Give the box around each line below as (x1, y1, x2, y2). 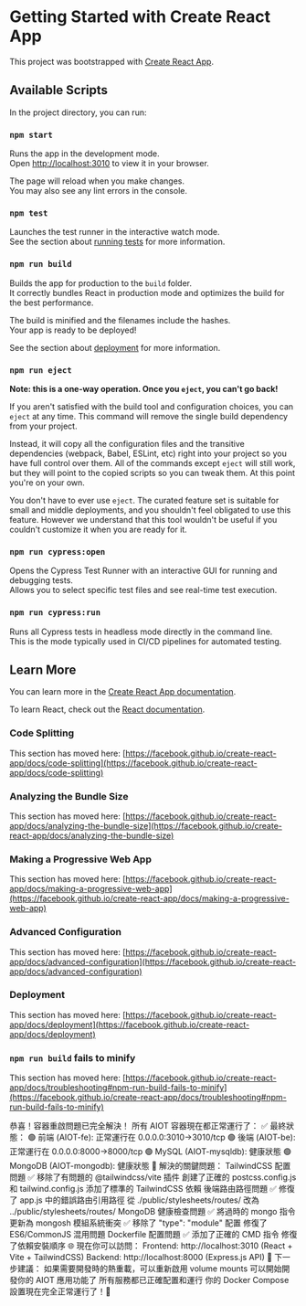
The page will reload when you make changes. (9, 175, 185, 186)
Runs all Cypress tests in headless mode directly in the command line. (9, 626, 273, 637)
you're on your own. (9, 477, 85, 488)
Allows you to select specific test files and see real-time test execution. (9, 585, 278, 596)
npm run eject (9, 365, 72, 376)
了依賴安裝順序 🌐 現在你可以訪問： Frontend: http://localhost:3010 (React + (9, 1240, 293, 1251)
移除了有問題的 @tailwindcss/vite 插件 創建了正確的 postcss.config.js (36, 1172, 297, 1183)
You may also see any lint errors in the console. (9, 186, 187, 196)
